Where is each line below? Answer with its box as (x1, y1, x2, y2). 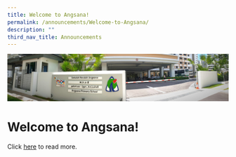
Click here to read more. (7, 142, 77, 151)
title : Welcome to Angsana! (7, 11, 90, 18)
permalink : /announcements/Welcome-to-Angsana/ (7, 18, 150, 26)
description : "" (7, 26, 55, 33)
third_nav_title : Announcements (7, 34, 102, 41)
